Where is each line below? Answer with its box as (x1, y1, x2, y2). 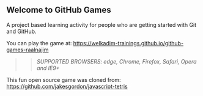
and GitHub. (6, 28, 37, 35)
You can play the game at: (6, 39, 72, 46)
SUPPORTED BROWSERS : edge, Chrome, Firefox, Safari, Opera (36, 57, 197, 65)
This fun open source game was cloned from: (6, 76, 121, 83)
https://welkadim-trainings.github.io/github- (73, 39, 184, 46)
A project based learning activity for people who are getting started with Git (6, 21, 197, 28)
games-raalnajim (6, 46, 49, 53)
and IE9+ (36, 64, 60, 72)
